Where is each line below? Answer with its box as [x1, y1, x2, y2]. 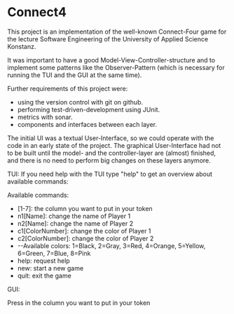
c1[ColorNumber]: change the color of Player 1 [17, 226, 151, 235]
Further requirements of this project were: [7, 84, 128, 93]
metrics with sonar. [17, 113, 73, 121]
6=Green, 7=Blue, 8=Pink [17, 249, 91, 257]
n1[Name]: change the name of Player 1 [17, 212, 131, 220]
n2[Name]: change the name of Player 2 [17, 219, 134, 228]
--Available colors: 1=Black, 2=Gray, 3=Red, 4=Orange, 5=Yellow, [17, 241, 206, 250]
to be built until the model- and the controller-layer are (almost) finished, [7, 149, 216, 157]
